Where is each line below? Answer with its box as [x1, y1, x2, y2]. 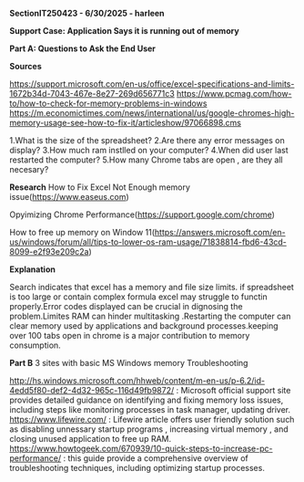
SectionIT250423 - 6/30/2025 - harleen [9, 8, 166, 18]
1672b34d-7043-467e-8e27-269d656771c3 [9, 89, 175, 99]
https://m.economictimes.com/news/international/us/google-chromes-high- [9, 108, 295, 118]
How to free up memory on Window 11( [9, 227, 156, 237]
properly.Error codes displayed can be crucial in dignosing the [9, 301, 243, 311]
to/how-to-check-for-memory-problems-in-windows [9, 98, 208, 109]
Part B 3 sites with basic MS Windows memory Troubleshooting [9, 358, 248, 368]
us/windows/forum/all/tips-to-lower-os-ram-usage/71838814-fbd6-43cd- [9, 236, 287, 247]
